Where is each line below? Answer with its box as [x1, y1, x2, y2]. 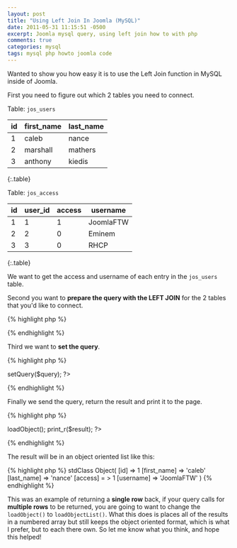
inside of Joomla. [7, 77, 58, 85]
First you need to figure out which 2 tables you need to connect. [7, 90, 195, 99]
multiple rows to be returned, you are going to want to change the [7, 502, 201, 511]
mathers [68, 145, 96, 155]
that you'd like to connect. [7, 301, 83, 309]
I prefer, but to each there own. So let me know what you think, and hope [7, 525, 220, 533]
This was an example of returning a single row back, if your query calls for [7, 495, 225, 503]
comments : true [7, 37, 52, 44]
